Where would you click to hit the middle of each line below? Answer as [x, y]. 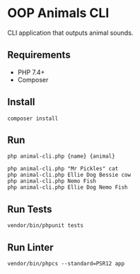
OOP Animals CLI [58, 13]
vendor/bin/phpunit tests [45, 226]
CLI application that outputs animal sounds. [70, 33]
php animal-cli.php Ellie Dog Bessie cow [69, 175]
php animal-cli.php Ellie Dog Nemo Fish [68, 187]
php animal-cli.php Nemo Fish [52, 181]
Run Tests [30, 209]
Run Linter [31, 247]
